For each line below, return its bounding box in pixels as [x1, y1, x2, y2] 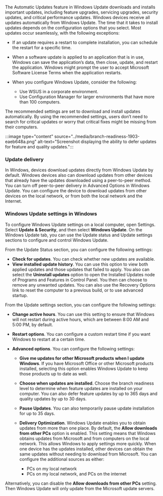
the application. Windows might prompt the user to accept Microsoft [12, 64, 149, 70]
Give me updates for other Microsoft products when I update [19, 355, 145, 361]
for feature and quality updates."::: [5, 144, 74, 149]
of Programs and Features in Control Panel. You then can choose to [12, 277, 147, 283]
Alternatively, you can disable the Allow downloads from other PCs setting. [5, 480, 157, 486]
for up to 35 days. [19, 410, 55, 416]
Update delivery [5, 156, 44, 163]
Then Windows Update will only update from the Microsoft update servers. [5, 485, 155, 491]
